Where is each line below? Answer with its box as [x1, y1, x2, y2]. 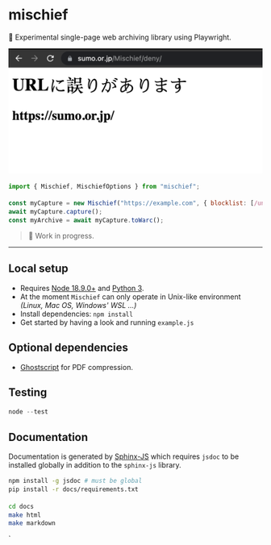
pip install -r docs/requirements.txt [8, 485, 139, 493]
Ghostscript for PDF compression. [19, 362, 133, 372]
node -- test [8, 408, 48, 416]
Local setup [8, 262, 69, 276]
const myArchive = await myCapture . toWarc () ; [8, 216, 164, 224]
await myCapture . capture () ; [8, 208, 103, 216]
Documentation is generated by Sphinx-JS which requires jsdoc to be [8, 451, 240, 461]
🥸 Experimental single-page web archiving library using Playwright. [8, 32, 231, 42]
